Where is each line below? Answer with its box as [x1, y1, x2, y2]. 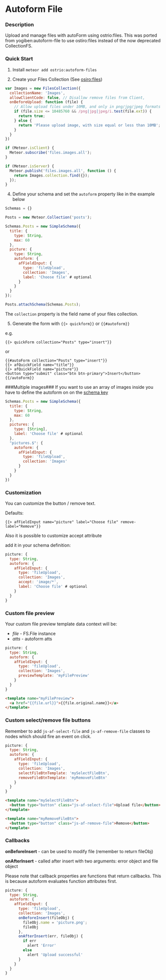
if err [23, 938, 37, 943]
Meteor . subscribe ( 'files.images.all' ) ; [9, 150, 92, 155]
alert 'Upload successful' [27, 952, 83, 957]
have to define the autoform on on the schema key [5, 389, 109, 395]
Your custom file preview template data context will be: [5, 621, 117, 627]
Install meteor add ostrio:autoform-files [12, 66, 97, 72]
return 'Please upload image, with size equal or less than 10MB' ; [18, 122, 161, 127]
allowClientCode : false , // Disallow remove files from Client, [9, 95, 145, 100]
